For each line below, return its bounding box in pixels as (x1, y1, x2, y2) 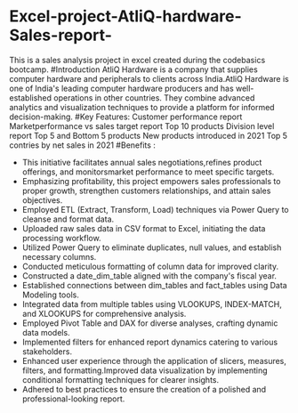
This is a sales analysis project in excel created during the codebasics (9, 54, 266, 65)
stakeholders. (21, 345, 73, 357)
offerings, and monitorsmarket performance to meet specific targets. (21, 166, 275, 177)
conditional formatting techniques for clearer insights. (21, 374, 220, 385)
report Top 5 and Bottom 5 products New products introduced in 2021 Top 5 (9, 130, 287, 141)
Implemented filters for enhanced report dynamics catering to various (21, 336, 278, 347)
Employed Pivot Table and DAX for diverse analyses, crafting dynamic (21, 318, 278, 328)
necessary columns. (21, 251, 97, 262)
